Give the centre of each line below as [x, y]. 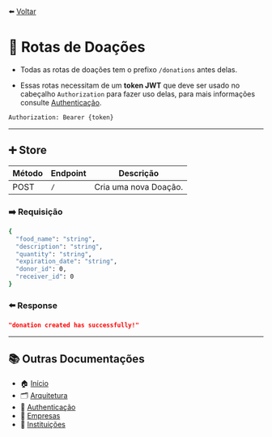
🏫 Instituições [43, 424]
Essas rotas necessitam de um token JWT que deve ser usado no [130, 85]
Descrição [139, 173]
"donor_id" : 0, [41, 269]
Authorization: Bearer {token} [61, 117]
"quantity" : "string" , [54, 254]
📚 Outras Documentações [76, 359]
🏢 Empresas [40, 415]
